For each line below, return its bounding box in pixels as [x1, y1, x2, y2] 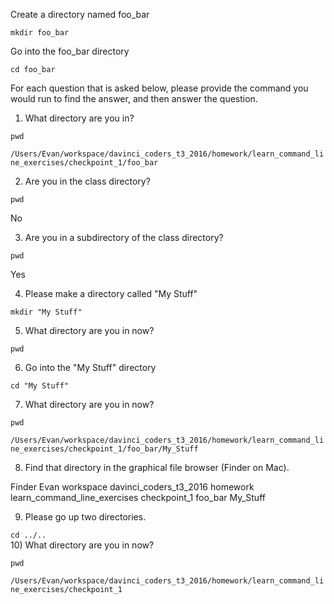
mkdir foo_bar [10, 28, 70, 38]
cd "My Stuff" [10, 381, 70, 391]
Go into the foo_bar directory [10, 45, 130, 57]
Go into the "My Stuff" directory [24, 362, 157, 373]
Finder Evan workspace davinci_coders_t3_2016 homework [10, 481, 255, 493]
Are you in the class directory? [24, 175, 151, 187]
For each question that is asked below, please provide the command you [10, 82, 309, 94]
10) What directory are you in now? [10, 539, 155, 551]
